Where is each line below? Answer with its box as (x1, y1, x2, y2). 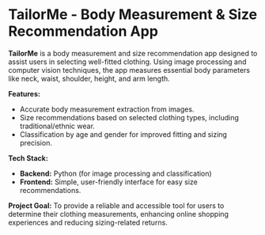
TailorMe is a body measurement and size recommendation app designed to (8, 48, 258, 58)
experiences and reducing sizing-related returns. (8, 218, 168, 227)
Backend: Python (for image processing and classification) (19, 169, 212, 178)
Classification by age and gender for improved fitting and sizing (19, 129, 228, 139)
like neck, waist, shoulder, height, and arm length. (8, 74, 170, 83)
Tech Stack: (8, 153, 49, 163)
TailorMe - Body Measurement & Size (8, 6, 258, 24)
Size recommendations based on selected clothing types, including (19, 112, 239, 122)
